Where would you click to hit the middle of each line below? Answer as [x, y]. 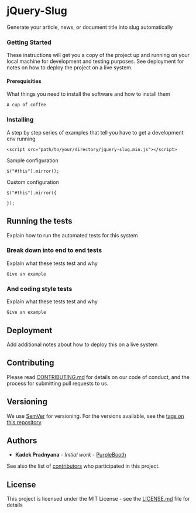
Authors [22, 440]
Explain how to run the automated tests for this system [72, 235]
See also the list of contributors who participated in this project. [83, 466]
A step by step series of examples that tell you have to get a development [95, 132]
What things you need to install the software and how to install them [88, 94]
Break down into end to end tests [54, 250]
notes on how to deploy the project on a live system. [70, 68]
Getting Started [29, 42]
